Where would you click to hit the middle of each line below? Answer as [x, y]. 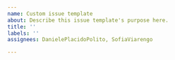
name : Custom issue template [50, 14]
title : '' [22, 27]
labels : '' [23, 33]
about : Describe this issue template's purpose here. [88, 20]
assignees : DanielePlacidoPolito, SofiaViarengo [80, 40]
